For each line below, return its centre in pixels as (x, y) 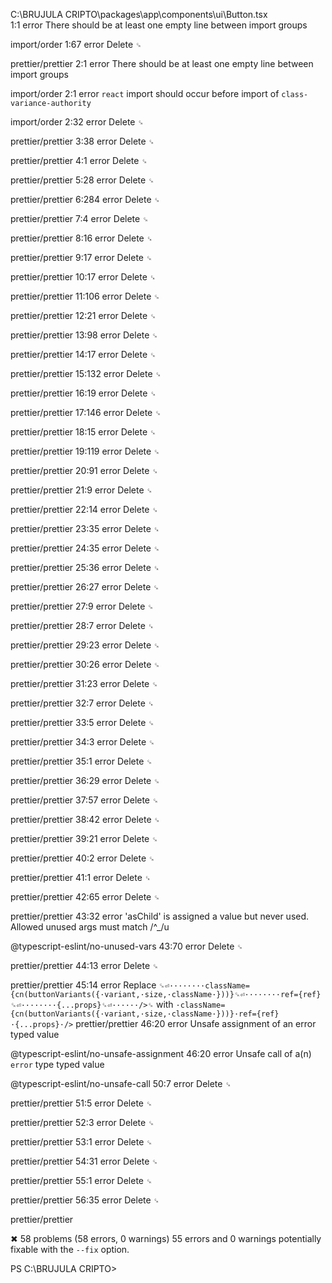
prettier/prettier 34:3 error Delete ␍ (82, 742)
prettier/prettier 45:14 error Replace (83, 985)
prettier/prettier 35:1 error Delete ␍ (81, 761)
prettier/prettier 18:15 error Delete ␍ (83, 432)
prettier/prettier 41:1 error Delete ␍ (81, 877)
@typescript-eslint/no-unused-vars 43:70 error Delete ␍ (126, 946)
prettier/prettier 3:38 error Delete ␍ (82, 141)
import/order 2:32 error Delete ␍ (77, 122)
